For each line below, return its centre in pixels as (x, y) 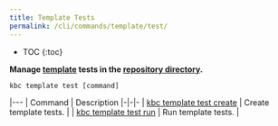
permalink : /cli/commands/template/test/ (89, 26)
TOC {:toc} (43, 51)
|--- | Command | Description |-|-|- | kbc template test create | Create (139, 102)
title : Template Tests (52, 18)
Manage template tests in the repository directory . (106, 69)
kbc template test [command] (64, 85)
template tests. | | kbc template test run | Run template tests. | (125, 112)
